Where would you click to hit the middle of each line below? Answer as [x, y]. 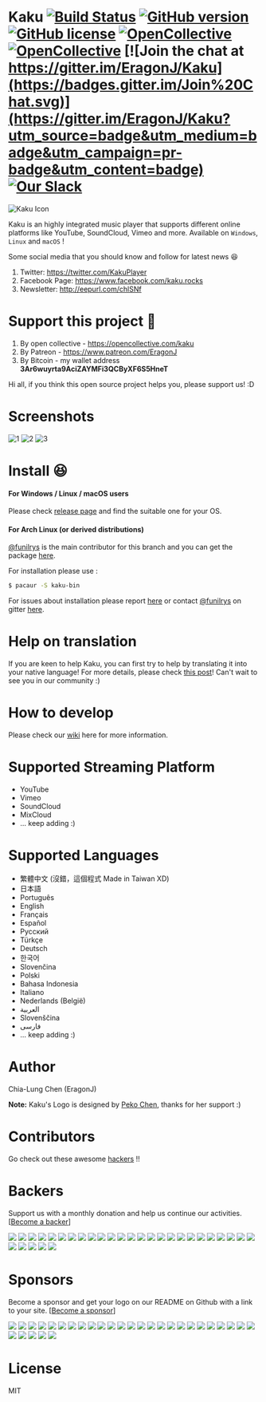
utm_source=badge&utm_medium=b [133, 136]
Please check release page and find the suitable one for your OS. [115, 511]
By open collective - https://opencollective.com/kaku [107, 343]
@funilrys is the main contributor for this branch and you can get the [121, 547]
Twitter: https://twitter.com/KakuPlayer [83, 272]
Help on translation [72, 642]
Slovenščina [40, 1018]
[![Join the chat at [184, 51]
